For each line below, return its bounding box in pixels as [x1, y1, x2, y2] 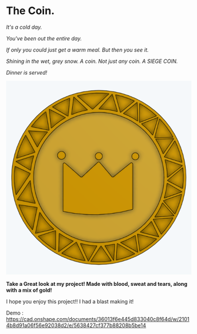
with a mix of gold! [6, 286, 52, 293]
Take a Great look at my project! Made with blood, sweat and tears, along [6, 280, 188, 287]
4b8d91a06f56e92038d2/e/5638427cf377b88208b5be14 [6, 322, 146, 329]
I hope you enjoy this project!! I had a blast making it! [6, 298, 134, 305]
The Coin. [6, 4, 55, 18]
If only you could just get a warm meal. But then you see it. [6, 46, 149, 53]
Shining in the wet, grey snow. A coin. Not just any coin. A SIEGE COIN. [6, 58, 178, 65]
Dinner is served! [6, 69, 48, 76]
